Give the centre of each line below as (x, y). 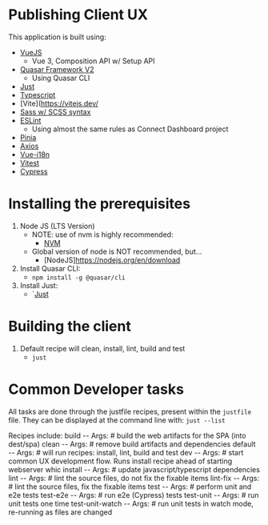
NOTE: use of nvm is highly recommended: (102, 234)
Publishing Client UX (78, 15)
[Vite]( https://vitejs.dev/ (59, 103)
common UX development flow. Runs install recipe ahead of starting (120, 461)
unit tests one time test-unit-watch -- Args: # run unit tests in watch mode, (131, 503)
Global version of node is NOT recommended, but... (117, 251)
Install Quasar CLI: (50, 268)
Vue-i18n (35, 154)
